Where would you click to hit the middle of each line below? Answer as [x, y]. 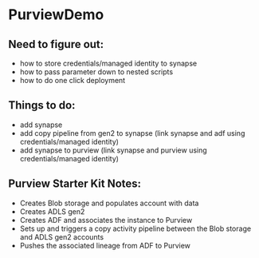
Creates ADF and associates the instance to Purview [106, 220]
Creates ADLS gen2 [52, 211]
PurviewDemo [56, 15]
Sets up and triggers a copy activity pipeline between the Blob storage [135, 228]
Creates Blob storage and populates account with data [109, 203]
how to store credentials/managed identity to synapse [108, 63]
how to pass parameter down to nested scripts [96, 72]
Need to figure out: [56, 44]
